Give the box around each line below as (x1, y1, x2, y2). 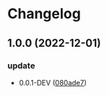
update (7, 60, 35, 71)
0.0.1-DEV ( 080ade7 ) (18, 78, 88, 87)
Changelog (7, 5, 81, 23)
